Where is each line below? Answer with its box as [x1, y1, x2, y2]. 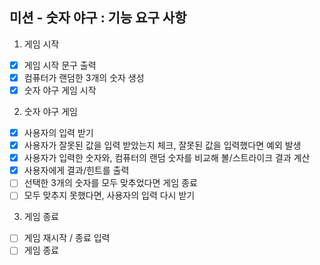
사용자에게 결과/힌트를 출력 [23, 164, 130, 177]
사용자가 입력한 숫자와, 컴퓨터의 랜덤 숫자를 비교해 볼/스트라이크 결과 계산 [23, 152, 311, 164]
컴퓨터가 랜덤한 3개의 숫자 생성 [23, 71, 145, 83]
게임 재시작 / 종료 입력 [23, 232, 111, 244]
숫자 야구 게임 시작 [23, 84, 97, 96]
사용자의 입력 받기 [23, 127, 94, 138]
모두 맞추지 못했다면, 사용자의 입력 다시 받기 [23, 189, 196, 202]
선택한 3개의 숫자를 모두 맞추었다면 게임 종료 [23, 177, 198, 189]
